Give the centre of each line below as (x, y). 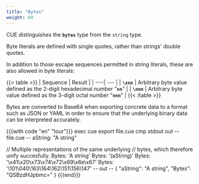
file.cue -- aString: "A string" (41, 137)
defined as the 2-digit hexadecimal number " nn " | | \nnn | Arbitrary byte (94, 88)
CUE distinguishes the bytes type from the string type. (75, 34)
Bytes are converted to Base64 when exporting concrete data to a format (97, 106)
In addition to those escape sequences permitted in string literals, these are (100, 64)
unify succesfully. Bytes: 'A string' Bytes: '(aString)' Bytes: (78, 155)
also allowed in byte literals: (41, 70)
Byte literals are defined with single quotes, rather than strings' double (93, 46)
